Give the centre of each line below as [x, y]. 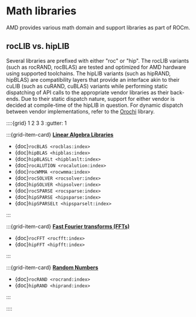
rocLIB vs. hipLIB [38, 46]
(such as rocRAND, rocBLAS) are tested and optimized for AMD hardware [96, 67]
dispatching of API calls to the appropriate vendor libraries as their [88, 92]
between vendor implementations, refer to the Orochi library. [80, 111]
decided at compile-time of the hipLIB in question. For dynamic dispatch [95, 105]
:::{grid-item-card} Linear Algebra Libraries [60, 134]
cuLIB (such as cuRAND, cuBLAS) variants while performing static [87, 86]
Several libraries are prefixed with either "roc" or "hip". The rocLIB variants [98, 60]
